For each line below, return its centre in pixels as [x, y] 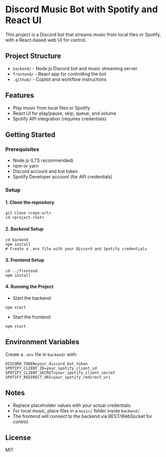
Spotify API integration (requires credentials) [60, 118]
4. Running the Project [29, 287]
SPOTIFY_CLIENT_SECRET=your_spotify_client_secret [60, 372]
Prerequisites [22, 149]
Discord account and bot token [45, 171]
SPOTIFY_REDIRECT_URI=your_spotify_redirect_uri [58, 377]
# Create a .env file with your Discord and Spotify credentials [76, 249]
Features [20, 96]
